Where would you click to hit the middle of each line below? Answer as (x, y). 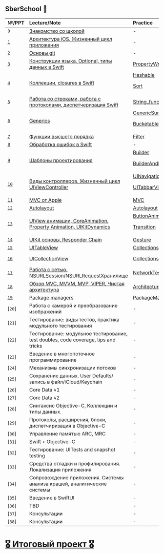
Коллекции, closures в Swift (61, 82)
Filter (139, 136)
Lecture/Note (45, 22)
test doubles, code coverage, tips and (72, 340)
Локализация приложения (60, 470)
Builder (141, 152)
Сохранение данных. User (60, 375)
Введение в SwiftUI (52, 497)
